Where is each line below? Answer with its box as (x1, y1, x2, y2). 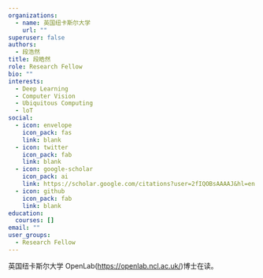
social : (8, 114, 34, 122)
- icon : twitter (15, 143, 69, 151)
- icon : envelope (15, 121, 72, 129)
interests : (8, 77, 44, 85)
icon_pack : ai (22, 172, 69, 181)
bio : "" (8, 70, 34, 78)
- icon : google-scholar (15, 165, 93, 173)
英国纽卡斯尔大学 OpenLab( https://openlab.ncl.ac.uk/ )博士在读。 (8, 261, 218, 270)
